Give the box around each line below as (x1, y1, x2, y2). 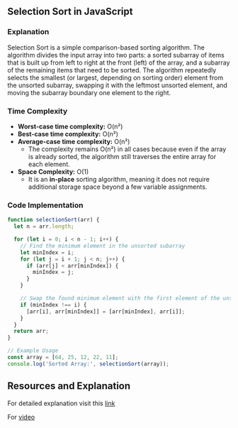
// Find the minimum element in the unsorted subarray (20, 242, 186, 249)
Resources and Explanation (7, 380, 131, 393)
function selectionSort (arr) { (7, 216, 100, 224)
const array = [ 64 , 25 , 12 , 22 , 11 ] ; (7, 354, 119, 361)
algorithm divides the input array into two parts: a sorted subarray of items (7, 50, 225, 59)
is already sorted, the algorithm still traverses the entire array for (28, 152, 217, 160)
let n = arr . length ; (13, 223, 74, 230)
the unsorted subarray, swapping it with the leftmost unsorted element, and (7, 81, 228, 89)
